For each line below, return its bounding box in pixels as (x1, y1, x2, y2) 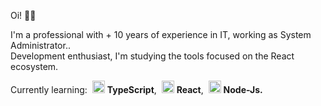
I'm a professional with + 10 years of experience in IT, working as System (10, 29, 312, 40)
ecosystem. (10, 61, 59, 72)
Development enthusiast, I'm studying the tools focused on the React (10, 50, 295, 62)
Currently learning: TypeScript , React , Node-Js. (10, 84, 263, 95)
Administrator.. (10, 40, 71, 51)
